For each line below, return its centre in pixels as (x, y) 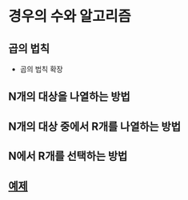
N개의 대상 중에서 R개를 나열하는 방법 (95, 126)
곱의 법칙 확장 (41, 69)
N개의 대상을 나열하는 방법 (69, 97)
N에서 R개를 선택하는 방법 (68, 156)
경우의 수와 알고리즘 (70, 16)
